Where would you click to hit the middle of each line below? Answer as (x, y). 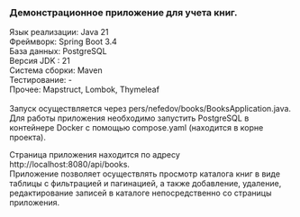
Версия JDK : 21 (40, 61)
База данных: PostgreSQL (58, 51)
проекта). (28, 138)
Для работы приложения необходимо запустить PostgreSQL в (129, 118)
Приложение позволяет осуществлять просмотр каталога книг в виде (145, 174)
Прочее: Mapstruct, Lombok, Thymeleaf (85, 90)
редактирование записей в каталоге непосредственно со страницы (141, 193)
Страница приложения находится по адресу (95, 155)
